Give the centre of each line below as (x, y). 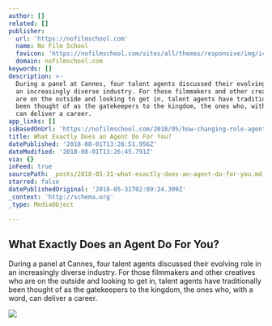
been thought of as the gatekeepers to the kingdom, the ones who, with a (131, 290)
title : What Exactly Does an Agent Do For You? (90, 136)
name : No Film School (52, 46)
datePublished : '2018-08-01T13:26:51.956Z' (83, 144)
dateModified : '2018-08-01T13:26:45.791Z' (81, 152)
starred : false (34, 182)
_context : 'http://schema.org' (61, 197)
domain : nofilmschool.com (59, 62)
